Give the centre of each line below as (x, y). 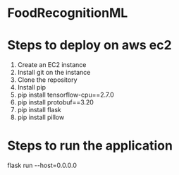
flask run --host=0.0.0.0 (42, 165)
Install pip (31, 87)
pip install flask (39, 110)
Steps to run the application (90, 146)
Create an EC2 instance (52, 65)
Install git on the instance (54, 73)
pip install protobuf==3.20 (55, 102)
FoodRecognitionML (68, 13)
